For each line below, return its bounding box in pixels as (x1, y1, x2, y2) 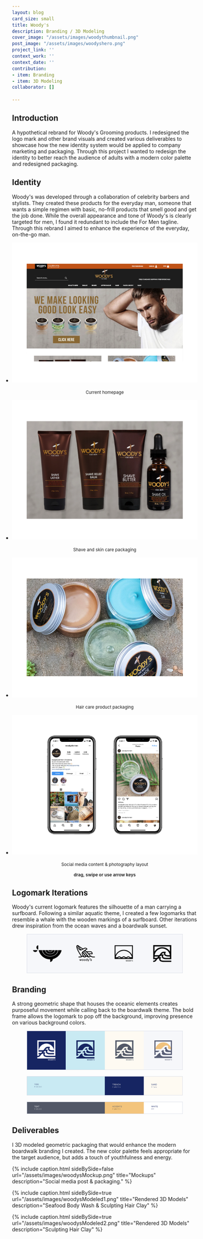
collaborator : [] (12, 85, 55, 90)
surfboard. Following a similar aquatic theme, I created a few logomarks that (12, 910, 197, 917)
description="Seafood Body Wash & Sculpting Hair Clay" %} (12, 1202, 158, 1209)
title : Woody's (12, 22, 49, 28)
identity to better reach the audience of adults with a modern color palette (12, 154, 191, 161)
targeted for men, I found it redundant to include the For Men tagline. (12, 218, 179, 225)
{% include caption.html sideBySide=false (12, 1165, 114, 1172)
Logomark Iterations (12, 888, 88, 898)
